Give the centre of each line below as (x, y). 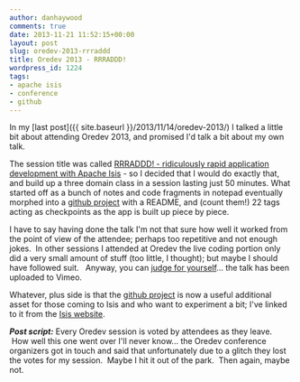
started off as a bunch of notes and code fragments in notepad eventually (146, 193)
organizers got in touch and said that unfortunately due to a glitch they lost (148, 351)
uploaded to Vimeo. (46, 277)
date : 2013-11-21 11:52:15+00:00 (72, 34)
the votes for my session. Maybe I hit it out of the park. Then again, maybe (150, 360)
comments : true (38, 26)
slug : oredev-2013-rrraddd (60, 51)
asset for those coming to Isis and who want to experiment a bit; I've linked (149, 304)
